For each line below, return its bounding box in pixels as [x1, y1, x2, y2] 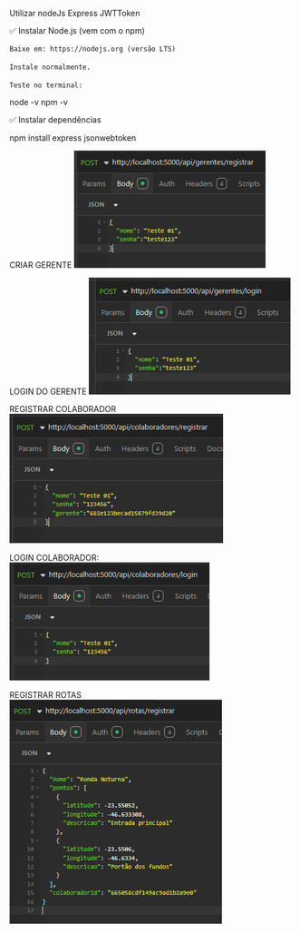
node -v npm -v [9, 97, 68, 107]
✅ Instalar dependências [9, 114, 102, 125]
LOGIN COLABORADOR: [9, 553, 100, 563]
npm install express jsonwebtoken [9, 133, 137, 143]
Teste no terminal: [9, 81, 83, 90]
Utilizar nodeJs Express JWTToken [9, 8, 140, 18]
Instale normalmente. [9, 63, 92, 72]
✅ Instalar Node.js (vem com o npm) [9, 25, 145, 35]
